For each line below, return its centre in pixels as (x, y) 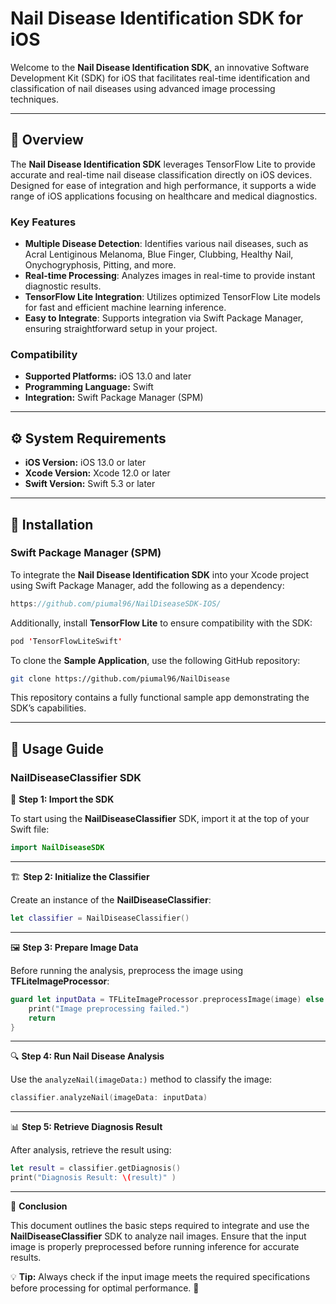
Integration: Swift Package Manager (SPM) (114, 398)
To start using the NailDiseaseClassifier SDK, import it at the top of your (160, 819)
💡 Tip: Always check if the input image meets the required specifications (160, 1277)
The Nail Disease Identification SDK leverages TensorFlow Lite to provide (163, 164)
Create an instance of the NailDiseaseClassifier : (111, 900)
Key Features (43, 222)
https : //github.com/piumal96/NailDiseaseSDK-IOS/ (116, 603)
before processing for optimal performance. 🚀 (105, 1288)
